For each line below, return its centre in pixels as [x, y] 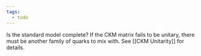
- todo [20, 17]
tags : [13, 12]
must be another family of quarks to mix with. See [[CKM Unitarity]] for [95, 41]
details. [16, 47]
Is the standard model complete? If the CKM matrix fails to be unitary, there [100, 34]
